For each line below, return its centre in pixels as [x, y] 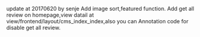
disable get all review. [34, 27]
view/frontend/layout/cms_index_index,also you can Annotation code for [98, 21]
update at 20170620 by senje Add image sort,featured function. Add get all [100, 9]
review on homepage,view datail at [50, 15]
